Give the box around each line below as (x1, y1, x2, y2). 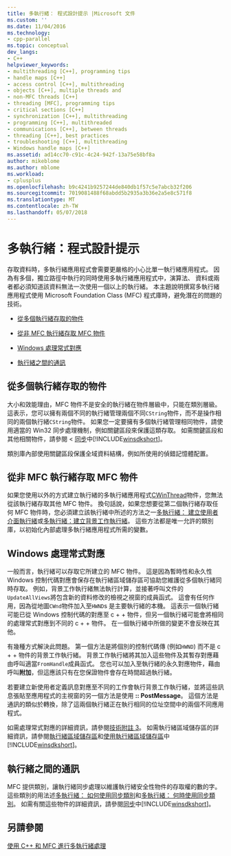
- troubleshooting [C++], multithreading (7, 139, 128, 146)
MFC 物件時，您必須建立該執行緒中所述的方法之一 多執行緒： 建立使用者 (14, 508, 219, 516)
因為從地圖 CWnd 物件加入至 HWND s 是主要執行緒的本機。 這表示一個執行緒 (19, 602, 219, 610)
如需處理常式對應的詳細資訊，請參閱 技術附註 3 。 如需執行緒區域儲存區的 (7, 723, 213, 732)
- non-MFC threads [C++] (7, 94, 78, 101)
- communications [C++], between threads (7, 126, 128, 133)
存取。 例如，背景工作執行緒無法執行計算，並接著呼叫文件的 (12, 585, 184, 593)
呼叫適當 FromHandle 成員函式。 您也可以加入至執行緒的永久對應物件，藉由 (12, 660, 221, 668)
